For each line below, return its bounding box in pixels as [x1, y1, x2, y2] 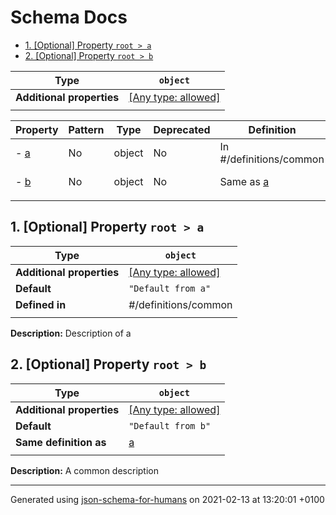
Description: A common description [10, 464, 159, 476]
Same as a [219, 174, 270, 188]
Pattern [68, 122, 105, 136]
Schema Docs [10, 6, 128, 29]
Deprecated [153, 122, 211, 136]
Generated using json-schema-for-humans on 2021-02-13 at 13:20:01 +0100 [10, 493, 325, 505]
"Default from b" [128, 420, 212, 431]
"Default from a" [128, 282, 212, 294]
